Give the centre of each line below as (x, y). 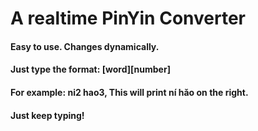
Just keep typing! (47, 115)
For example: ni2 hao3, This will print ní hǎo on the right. (129, 92)
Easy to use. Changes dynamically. (85, 46)
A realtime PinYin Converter (128, 18)
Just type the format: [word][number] (90, 69)
